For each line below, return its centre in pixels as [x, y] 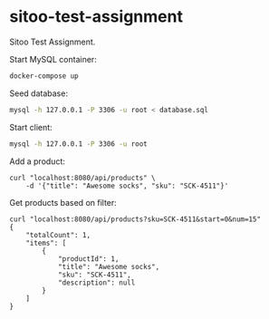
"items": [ [46, 243]
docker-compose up [44, 76]
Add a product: [38, 161]
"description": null [96, 283]
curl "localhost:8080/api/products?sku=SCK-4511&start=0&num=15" [135, 219]
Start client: [31, 127]
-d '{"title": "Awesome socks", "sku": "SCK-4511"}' [127, 186]
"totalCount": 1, [58, 235]
